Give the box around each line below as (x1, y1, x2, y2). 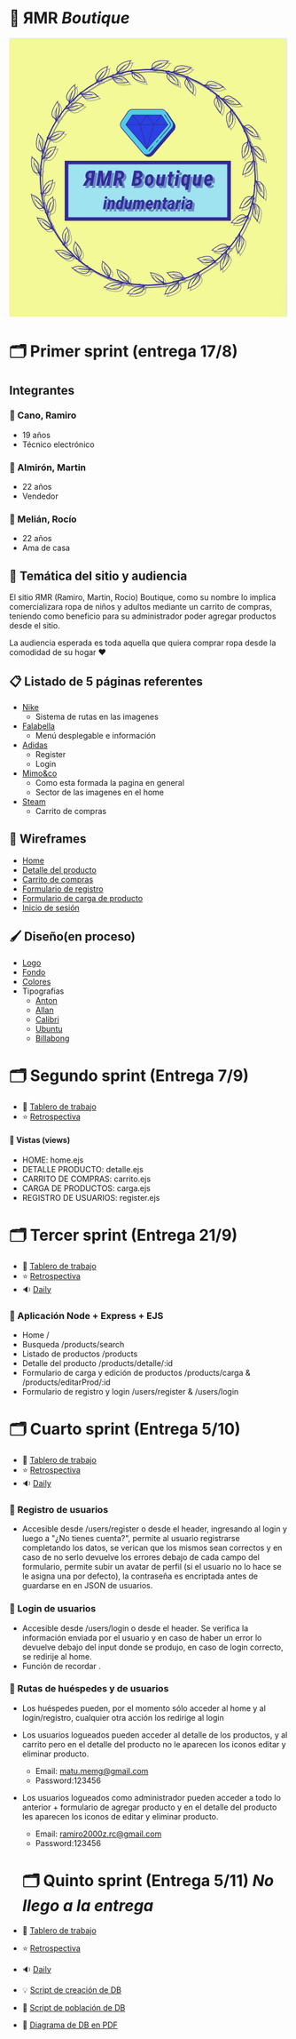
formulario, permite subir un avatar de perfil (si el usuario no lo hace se (21, 1562, 282, 1572)
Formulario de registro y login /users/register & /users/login (21, 1387, 239, 1397)
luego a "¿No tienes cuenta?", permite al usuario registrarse (21, 1533, 241, 1544)
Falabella (21, 721, 56, 732)
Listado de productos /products (21, 1348, 138, 1359)
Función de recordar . (21, 1660, 102, 1671)
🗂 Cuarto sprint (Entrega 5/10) (9, 1419, 241, 1439)
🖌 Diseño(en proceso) (9, 929, 136, 945)
